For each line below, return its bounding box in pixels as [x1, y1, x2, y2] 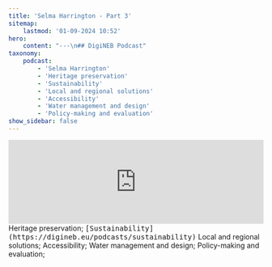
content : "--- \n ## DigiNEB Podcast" [23, 42, 147, 50]
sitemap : [8, 19, 38, 28]
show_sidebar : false [8, 117, 79, 125]
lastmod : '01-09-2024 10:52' [23, 27, 121, 35]
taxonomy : [8, 49, 42, 57]
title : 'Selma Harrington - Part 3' [8, 11, 132, 20]
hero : [8, 34, 27, 43]
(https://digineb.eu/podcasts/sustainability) [8, 232, 197, 241]
